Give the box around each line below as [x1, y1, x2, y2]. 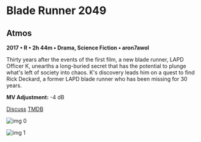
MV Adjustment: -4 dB [6, 94, 65, 101]
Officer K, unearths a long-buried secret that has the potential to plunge [6, 62, 187, 69]
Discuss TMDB [6, 105, 44, 113]
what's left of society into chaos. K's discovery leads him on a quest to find [6, 69, 195, 76]
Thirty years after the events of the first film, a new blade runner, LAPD [6, 56, 184, 63]
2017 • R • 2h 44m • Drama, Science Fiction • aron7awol [6, 44, 149, 51]
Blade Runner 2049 [6, 4, 107, 18]
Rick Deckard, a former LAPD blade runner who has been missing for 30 [6, 76, 188, 82]
